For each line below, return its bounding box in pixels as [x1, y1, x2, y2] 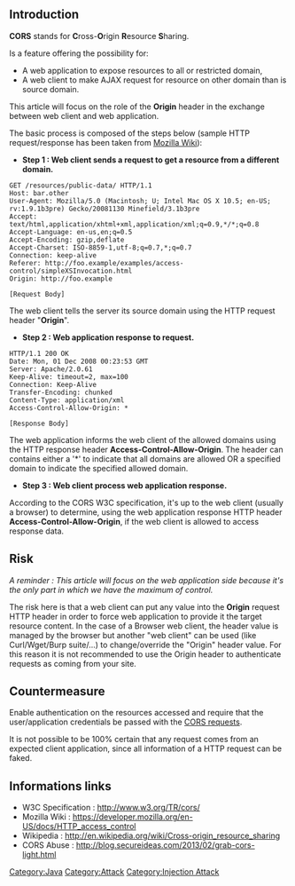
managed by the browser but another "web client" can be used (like [9, 629, 257, 640]
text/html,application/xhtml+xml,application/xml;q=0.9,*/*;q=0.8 [9, 219, 260, 229]
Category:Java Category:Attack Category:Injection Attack [9, 866, 220, 877]
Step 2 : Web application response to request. [21, 332, 195, 343]
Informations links [9, 779, 113, 794]
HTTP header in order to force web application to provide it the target [9, 611, 263, 621]
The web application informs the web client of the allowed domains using [9, 434, 276, 445]
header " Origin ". [9, 314, 70, 325]
